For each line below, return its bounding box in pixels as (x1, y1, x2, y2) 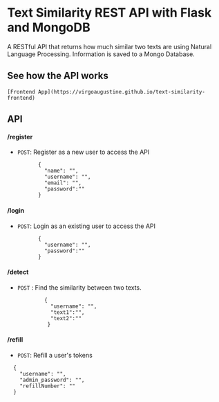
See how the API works (7, 70, 108, 82)
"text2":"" (50, 315, 82, 322)
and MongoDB (7, 19, 91, 35)
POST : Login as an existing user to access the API (17, 222, 156, 230)
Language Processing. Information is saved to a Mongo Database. (7, 50, 195, 58)
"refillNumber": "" (19, 383, 76, 390)
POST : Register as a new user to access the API (17, 148, 150, 157)
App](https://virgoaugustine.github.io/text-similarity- (37, 88, 206, 95)
